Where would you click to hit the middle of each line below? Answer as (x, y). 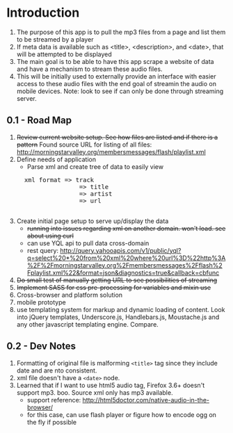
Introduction (43, 13)
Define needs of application (56, 159)
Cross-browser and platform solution (70, 295)
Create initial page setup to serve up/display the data (93, 221)
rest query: (43, 250)
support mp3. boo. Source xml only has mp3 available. (95, 392)
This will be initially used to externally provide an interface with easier (116, 76)
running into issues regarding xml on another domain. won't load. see (126, 228)
